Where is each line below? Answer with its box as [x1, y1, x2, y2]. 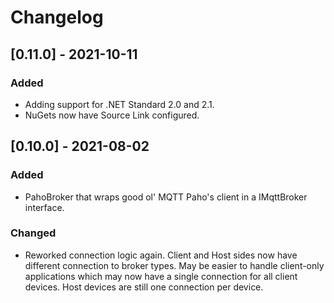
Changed [10, 226, 57, 240]
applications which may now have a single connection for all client [24, 270, 298, 282]
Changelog [10, 6, 104, 29]
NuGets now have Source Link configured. [24, 109, 200, 121]
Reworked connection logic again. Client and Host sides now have [24, 249, 298, 261]
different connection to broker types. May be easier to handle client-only [24, 259, 325, 271]
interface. [24, 201, 65, 213]
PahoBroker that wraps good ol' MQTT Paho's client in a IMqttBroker [24, 191, 308, 203]
